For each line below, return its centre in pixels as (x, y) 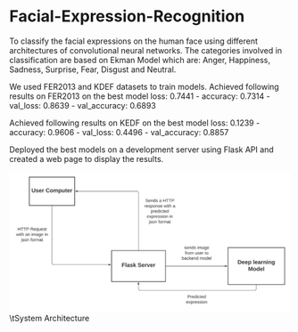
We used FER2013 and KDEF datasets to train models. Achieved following (144, 86)
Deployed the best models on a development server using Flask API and (141, 150)
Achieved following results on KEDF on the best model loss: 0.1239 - (135, 123)
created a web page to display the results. (87, 158)
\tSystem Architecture (50, 319)
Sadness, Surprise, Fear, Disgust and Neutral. (93, 69)
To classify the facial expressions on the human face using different (134, 41)
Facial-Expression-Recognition (127, 16)
